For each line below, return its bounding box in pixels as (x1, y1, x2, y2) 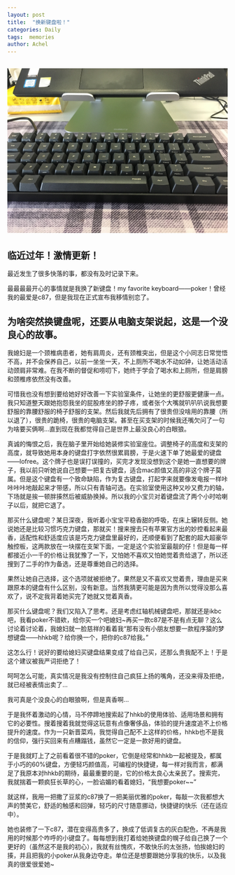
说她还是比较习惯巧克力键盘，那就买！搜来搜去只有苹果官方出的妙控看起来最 (7, 525, 228, 533)
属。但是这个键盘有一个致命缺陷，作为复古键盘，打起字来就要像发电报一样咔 (7, 475, 228, 483)
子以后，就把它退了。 (7, 501, 69, 509)
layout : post (7, 11, 45, 18)
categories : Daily (7, 26, 61, 33)
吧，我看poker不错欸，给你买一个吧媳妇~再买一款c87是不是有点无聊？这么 (7, 616, 222, 624)
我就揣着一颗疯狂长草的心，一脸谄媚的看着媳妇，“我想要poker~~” (7, 778, 197, 786)
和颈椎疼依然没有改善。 (7, 375, 75, 383)
